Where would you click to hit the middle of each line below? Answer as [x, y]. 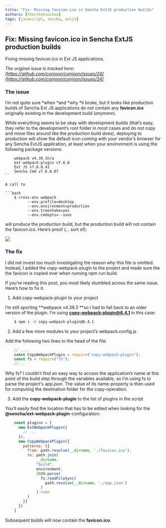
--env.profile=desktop [51, 202]
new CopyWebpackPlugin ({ [44, 441]
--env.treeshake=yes [48, 211]
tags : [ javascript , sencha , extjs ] [42, 19]
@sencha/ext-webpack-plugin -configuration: [53, 414]
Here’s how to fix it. [25, 288]
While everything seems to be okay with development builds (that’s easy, [80, 123]
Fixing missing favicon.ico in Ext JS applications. [55, 59]
